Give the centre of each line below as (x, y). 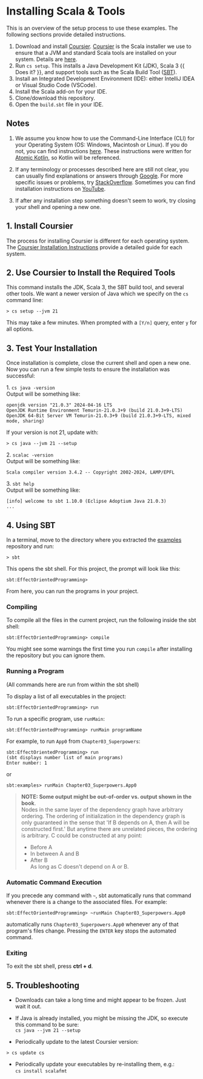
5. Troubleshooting (43, 985)
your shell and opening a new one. (58, 207)
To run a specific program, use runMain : (55, 719)
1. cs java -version (31, 388)
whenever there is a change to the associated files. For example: (87, 901)
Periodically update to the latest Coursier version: (77, 1042)
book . (28, 803)
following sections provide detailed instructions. (66, 34)
